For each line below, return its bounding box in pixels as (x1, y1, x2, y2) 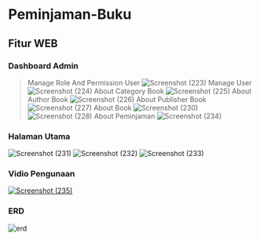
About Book (93, 103, 132, 112)
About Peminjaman (93, 111, 156, 121)
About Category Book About (93, 86, 252, 96)
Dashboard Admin (8, 60, 79, 71)
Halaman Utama (8, 131, 71, 142)
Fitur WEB (8, 37, 58, 50)
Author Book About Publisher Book (27, 94, 207, 104)
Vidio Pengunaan (8, 169, 75, 180)
